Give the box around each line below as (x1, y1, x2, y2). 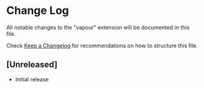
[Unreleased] (6, 59, 58, 70)
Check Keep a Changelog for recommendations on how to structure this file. (6, 42, 199, 49)
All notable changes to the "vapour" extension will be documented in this (6, 24, 190, 31)
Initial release (15, 75, 49, 83)
